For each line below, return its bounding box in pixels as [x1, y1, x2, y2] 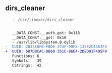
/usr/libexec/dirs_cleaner [17, 17, 75, 22]
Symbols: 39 [12, 58, 42, 63]
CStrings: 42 [12, 62, 42, 68]
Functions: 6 [12, 53, 39, 59]
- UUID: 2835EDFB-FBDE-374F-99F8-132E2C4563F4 [5, 44, 107, 49]
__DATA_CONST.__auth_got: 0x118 [12, 30, 80, 35]
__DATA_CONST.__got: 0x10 [12, 35, 67, 40]
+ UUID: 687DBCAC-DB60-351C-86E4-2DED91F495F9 [5, 49, 107, 54]
